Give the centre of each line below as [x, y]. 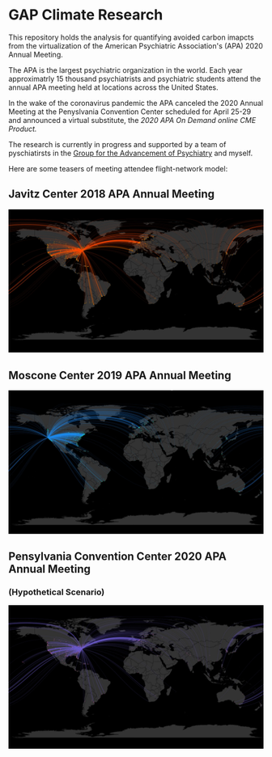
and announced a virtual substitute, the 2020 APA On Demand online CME [132, 120]
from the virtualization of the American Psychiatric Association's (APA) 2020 [136, 45]
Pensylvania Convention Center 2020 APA [117, 556]
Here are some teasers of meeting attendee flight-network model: [118, 168]
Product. [23, 129]
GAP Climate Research [86, 15]
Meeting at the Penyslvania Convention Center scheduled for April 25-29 [130, 112]
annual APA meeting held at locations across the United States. [113, 87]
